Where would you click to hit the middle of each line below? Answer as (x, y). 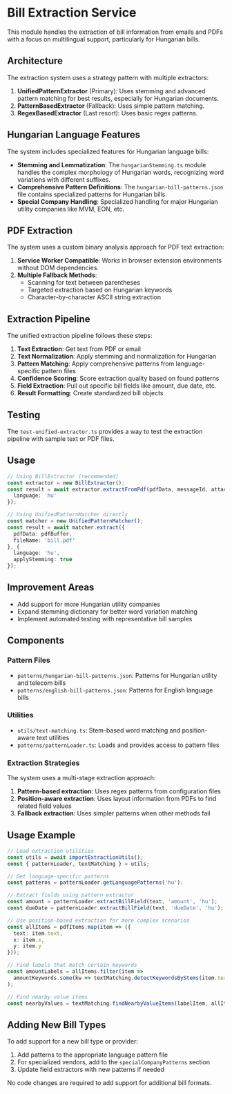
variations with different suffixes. (64, 179)
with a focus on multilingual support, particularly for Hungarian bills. (104, 39)
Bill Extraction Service (72, 13)
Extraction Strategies (43, 763)
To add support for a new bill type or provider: (72, 1041)
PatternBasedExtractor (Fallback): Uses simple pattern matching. (111, 106)
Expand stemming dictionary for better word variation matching (107, 611)
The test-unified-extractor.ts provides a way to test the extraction (105, 431)
